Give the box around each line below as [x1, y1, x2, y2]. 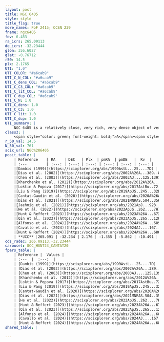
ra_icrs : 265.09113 [5, 39, 45, 44]
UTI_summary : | [5, 121, 36, 126]
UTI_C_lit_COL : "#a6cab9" [5, 89, 58, 94]
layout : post [5, 7, 32, 12]
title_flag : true [5, 21, 41, 26]
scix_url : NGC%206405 [5, 148, 49, 153]
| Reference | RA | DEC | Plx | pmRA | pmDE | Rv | [14, 157, 152, 162]
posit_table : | [5, 152, 36, 157]
